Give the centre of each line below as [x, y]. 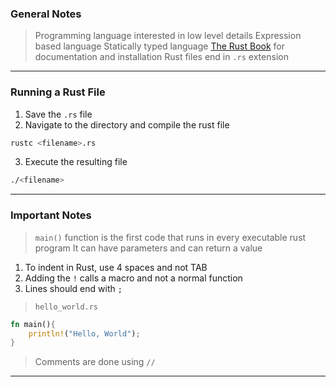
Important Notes [51, 215]
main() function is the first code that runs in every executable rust [170, 237]
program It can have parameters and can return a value [148, 248]
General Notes [46, 14]
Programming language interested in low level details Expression [168, 36]
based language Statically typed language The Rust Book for [160, 46]
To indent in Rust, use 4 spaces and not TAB [116, 267]
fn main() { [33, 324]
